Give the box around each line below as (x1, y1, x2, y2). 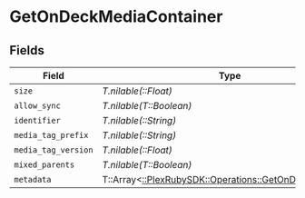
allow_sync (14, 101, 61, 111)
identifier (14, 115, 61, 125)
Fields (9, 43, 45, 58)
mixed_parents (14, 160, 75, 170)
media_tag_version (14, 145, 93, 155)
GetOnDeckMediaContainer (9, 6, 223, 27)
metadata (14, 174, 52, 184)
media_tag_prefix (14, 130, 89, 140)
